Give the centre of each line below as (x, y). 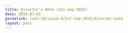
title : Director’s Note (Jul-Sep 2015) (46, 9)
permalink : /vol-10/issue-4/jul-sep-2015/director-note (64, 18)
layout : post (19, 23)
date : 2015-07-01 (23, 14)
